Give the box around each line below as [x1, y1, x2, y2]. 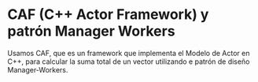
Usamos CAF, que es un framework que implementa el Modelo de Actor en [7, 48, 250, 58]
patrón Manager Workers [7, 22, 175, 40]
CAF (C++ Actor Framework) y [7, 6, 209, 24]
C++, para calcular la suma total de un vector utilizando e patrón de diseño [7, 57, 250, 66]
